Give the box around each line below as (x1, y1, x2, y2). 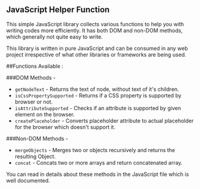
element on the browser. (14, 111, 75, 118)
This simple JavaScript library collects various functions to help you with (6, 20, 185, 27)
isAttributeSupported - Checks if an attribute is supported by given (14, 104, 182, 112)
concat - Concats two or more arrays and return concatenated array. (14, 159, 183, 166)
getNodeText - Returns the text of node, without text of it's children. (14, 86, 180, 93)
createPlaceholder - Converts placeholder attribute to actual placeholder (14, 117, 194, 124)
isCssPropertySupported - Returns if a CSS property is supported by (14, 92, 182, 99)
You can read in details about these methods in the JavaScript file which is (6, 171, 189, 178)
